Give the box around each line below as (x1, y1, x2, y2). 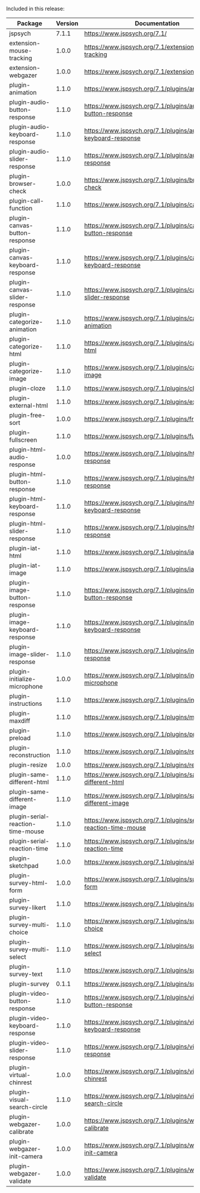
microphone (9, 683, 43, 690)
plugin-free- (9, 411, 46, 419)
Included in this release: (6, 5, 65, 12)
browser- (9, 179, 37, 188)
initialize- (9, 675, 36, 683)
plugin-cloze (9, 384, 46, 392)
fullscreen (9, 436, 37, 444)
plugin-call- (9, 197, 45, 205)
